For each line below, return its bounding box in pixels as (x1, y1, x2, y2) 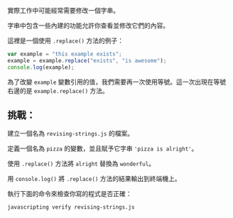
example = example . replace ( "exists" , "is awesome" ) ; (7, 57, 167, 64)
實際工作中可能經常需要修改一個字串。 (7, 6, 119, 14)
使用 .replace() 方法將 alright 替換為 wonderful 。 (7, 159, 155, 168)
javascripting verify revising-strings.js (7, 204, 135, 211)
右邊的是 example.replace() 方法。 (7, 86, 109, 94)
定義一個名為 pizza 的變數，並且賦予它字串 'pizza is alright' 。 (7, 144, 198, 153)
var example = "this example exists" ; (7, 50, 122, 58)
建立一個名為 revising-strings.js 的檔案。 (7, 129, 134, 138)
